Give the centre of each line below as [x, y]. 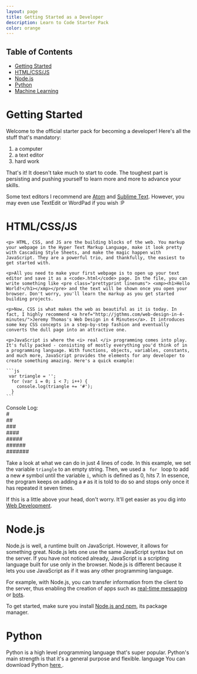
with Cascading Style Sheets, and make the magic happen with [84, 253]
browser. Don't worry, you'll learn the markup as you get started [90, 294]
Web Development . [29, 505]
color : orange [23, 28]
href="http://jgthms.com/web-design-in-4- [132, 314]
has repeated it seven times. [40, 488]
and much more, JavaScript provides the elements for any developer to [95, 356]
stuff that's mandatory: [34, 137]
